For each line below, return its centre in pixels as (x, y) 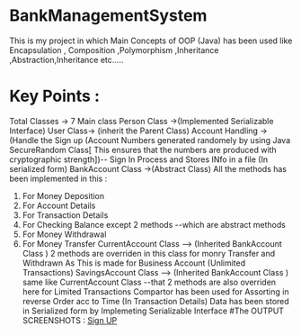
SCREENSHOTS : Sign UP (70, 320)
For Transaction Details (65, 215)
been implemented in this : (58, 178)
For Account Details (59, 205)
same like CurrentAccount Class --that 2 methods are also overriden (149, 282)
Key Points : (55, 96)
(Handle (24, 140)
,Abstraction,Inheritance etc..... (66, 59)
